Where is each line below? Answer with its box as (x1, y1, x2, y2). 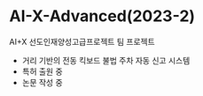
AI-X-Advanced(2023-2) (9, 6, 196, 26)
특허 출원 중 (21, 66, 64, 77)
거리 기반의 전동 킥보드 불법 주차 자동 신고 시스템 (21, 55, 191, 65)
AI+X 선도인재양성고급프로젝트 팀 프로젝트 (9, 36, 155, 47)
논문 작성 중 (21, 77, 64, 87)
